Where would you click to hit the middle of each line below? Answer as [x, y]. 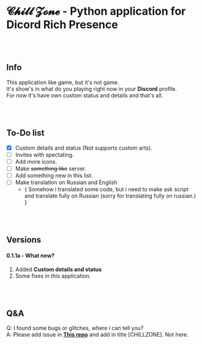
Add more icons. [36, 161]
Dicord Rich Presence [62, 25]
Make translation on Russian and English [66, 182]
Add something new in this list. [54, 175]
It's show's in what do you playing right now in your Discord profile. [92, 89]
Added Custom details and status [58, 269]
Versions [24, 240]
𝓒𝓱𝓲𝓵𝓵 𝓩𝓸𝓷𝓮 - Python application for [96, 11]
